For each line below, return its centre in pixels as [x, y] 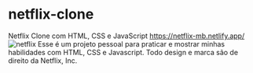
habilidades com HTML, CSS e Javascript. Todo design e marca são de [123, 52]
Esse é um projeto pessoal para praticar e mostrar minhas [132, 43]
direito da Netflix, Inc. [43, 61]
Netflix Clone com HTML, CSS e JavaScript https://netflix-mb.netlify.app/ [126, 36]
